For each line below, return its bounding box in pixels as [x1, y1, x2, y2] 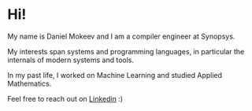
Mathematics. [7, 79, 52, 88]
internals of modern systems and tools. [7, 55, 135, 65]
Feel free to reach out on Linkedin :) [7, 94, 124, 103]
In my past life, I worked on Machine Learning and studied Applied [7, 70, 222, 80]
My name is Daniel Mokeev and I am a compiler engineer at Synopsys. [7, 31, 235, 41]
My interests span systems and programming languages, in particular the [7, 46, 245, 56]
